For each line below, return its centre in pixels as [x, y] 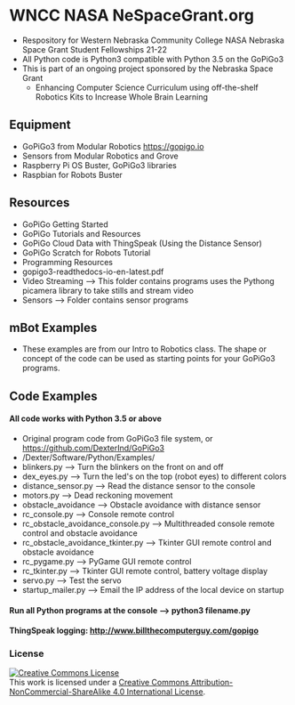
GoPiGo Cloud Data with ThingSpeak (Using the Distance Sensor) [142, 243]
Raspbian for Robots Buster [72, 174]
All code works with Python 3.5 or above [85, 418]
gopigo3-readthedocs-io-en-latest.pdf [93, 271]
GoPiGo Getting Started [65, 224]
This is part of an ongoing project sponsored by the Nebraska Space [147, 69]
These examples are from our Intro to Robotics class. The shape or [144, 349]
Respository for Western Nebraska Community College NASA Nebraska [153, 40]
